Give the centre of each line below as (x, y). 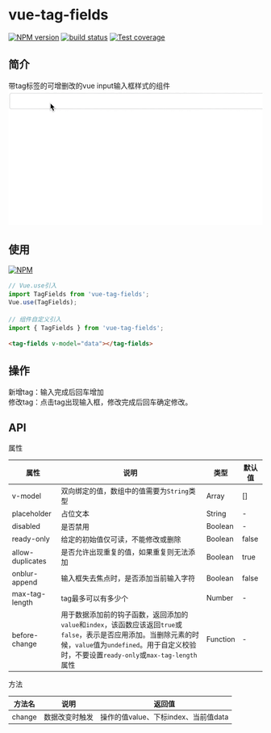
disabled (26, 526)
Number (220, 598)
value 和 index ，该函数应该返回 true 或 (122, 624)
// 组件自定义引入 (35, 320)
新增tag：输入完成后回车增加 (56, 392)
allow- (23, 553)
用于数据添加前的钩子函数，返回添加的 (125, 614)
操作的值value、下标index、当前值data (165, 717)
